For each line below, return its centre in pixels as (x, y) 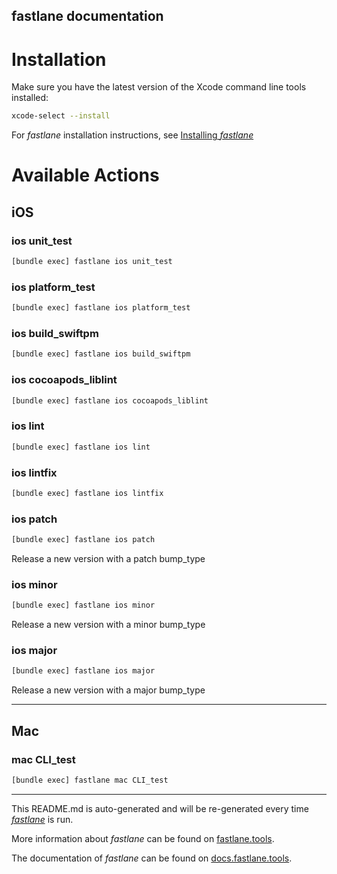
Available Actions (85, 175)
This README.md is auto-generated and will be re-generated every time (160, 808)
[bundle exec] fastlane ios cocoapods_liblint (110, 400)
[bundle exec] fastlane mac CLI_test (90, 780)
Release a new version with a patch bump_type (108, 558)
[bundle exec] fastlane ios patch (83, 540)
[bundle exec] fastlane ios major (83, 671)
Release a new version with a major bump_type (108, 690)
